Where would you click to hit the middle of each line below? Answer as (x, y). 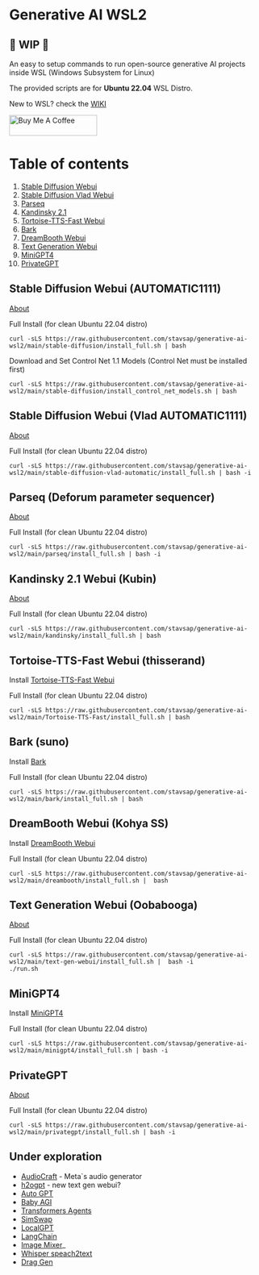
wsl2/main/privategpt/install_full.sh (74, 1132)
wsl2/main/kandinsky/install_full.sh (73, 636)
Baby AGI (36, 1202)
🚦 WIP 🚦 (29, 45)
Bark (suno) (39, 742)
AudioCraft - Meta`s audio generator (81, 1176)
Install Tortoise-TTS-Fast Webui (62, 680)
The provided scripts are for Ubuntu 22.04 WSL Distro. (101, 88)
